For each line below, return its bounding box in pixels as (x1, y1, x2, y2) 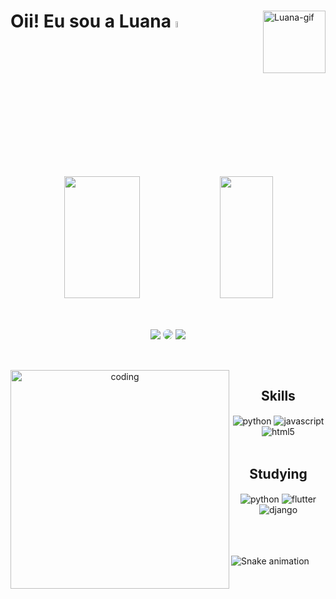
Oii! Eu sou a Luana (10, 10, 172, 33)
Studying (249, 465, 308, 482)
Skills (261, 388, 296, 405)
